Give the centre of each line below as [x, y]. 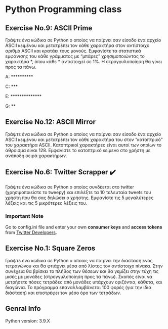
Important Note [25, 216]
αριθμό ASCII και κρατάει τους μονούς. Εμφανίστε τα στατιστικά [73, 51]
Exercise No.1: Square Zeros [50, 248]
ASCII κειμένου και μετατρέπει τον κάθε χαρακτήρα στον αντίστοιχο [77, 45]
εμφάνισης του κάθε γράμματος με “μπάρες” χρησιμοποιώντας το [75, 56]
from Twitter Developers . [31, 232]
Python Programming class [64, 9]
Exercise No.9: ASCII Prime [49, 28]
